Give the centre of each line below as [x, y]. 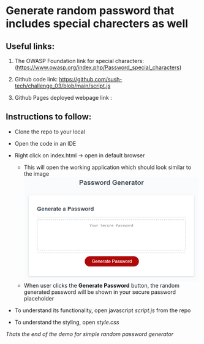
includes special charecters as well [97, 24]
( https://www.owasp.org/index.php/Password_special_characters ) [98, 67]
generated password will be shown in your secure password [100, 292]
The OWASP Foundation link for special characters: [79, 61]
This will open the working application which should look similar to [107, 167]
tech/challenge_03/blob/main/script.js [62, 86]
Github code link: [36, 79]
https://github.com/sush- [91, 79]
